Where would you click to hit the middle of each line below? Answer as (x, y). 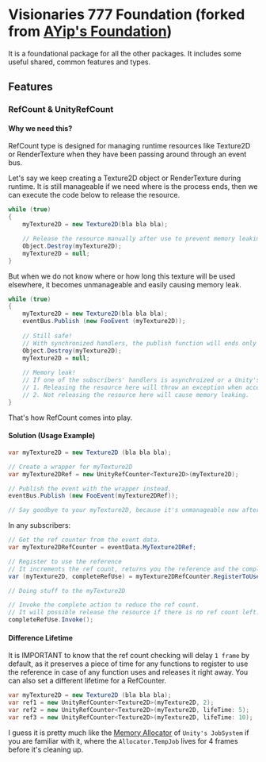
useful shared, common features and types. (80, 62)
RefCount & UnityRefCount (61, 110)
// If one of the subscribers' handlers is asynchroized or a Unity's (141, 380)
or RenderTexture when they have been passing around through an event (127, 154)
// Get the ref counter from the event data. (84, 540)
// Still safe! (47, 336)
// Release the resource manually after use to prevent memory (129, 239)
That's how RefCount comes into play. (70, 418)
